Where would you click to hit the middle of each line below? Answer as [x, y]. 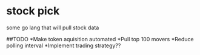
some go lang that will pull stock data [53, 27]
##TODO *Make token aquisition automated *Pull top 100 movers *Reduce [100, 39]
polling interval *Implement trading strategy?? [64, 45]
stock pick [33, 11]
